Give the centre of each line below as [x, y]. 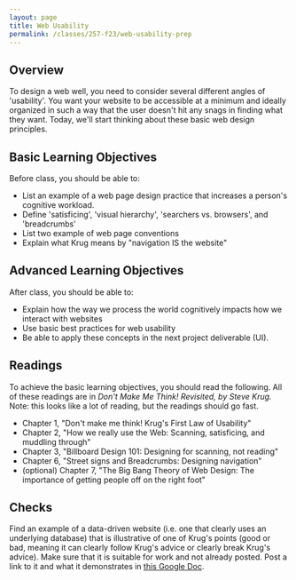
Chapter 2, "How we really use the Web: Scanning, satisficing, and [144, 433]
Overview [37, 70]
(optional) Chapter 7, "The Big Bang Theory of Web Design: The [138, 470]
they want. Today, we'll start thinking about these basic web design [132, 120]
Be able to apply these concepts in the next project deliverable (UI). [145, 338]
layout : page [33, 17]
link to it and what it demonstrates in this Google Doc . [107, 567]
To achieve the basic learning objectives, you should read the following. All [146, 386]
